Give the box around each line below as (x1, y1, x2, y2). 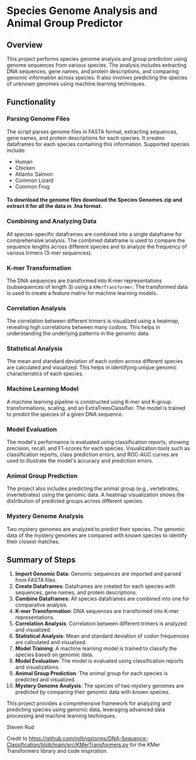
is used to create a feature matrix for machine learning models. (6, 289, 158, 296)
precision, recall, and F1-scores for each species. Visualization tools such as (6, 445, 190, 452)
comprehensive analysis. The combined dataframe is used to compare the (6, 237, 185, 244)
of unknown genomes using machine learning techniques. (6, 80, 146, 87)
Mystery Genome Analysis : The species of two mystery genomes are (15, 682, 184, 689)
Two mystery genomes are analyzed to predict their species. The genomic (6, 525, 185, 532)
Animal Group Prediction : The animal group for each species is (15, 670, 168, 677)
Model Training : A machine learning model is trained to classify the (15, 645, 177, 652)
